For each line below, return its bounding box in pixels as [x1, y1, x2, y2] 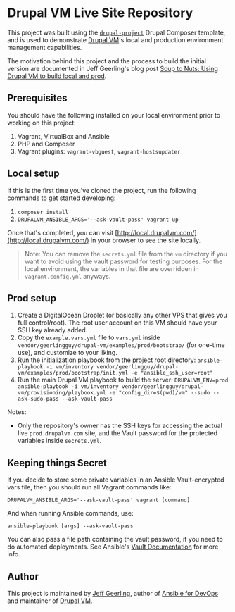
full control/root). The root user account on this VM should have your [17, 318, 217, 327]
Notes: [7, 408, 27, 416]
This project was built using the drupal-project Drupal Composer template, [7, 28, 226, 37]
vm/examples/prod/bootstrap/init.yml [17, 370, 129, 377]
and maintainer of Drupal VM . [7, 597, 93, 605]
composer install [17, 208, 69, 216]
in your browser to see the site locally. [90, 236, 201, 244]
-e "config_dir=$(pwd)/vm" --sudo [108, 389, 210, 396]
